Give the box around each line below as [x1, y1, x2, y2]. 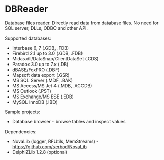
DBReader [5, 3, 48, 15]
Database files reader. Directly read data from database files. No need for [5, 20, 159, 26]
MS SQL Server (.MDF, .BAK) [12, 77, 73, 83]
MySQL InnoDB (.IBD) [12, 99, 58, 105]
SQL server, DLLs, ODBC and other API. [5, 25, 88, 31]
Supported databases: [5, 35, 51, 41]
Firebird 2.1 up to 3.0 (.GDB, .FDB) [12, 50, 83, 56]
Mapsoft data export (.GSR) [12, 72, 70, 78]
